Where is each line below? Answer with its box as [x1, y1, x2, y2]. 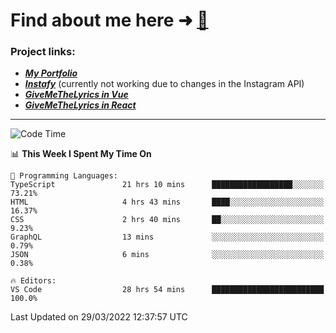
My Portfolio [24, 67, 78, 79]
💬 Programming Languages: [10, 171, 118, 181]
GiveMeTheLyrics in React [24, 99, 137, 111]
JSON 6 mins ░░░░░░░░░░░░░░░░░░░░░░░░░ [10, 250, 325, 260]
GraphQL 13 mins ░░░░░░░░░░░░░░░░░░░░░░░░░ [10, 232, 325, 243]
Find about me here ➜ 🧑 [10, 9, 209, 32]
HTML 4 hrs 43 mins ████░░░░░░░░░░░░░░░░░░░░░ [10, 197, 325, 208]
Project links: [10, 45, 76, 59]
